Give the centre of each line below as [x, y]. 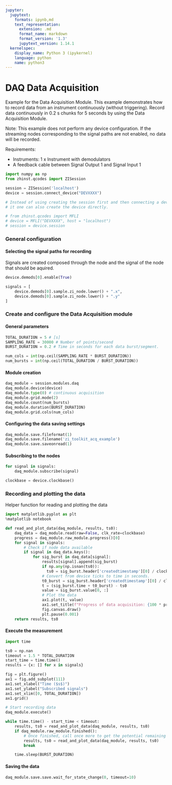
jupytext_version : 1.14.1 [46, 44]
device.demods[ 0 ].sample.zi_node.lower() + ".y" [67, 296]
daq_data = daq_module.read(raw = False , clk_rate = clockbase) [80, 533]
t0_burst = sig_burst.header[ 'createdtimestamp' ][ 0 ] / [101, 581]
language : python [33, 58]
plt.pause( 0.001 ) [60, 614]
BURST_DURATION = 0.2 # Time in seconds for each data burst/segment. [82, 347]
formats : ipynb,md [34, 20]
